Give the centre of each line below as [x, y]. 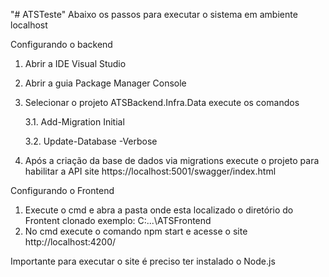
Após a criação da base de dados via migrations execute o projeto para [172, 160]
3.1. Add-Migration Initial [74, 122]
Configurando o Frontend [62, 190]
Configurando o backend [61, 44]
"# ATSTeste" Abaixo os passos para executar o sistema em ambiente [154, 14]
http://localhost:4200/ [70, 242]
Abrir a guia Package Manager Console [105, 83]
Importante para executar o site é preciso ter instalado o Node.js [143, 261]
